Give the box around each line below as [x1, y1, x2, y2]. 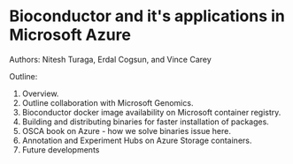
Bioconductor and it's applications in [9, 6, 286, 26]
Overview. [21, 88, 59, 99]
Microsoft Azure [9, 25, 131, 45]
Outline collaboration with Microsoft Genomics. [21, 97, 194, 108]
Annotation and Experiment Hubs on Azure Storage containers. [21, 135, 252, 145]
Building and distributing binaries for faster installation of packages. [21, 116, 270, 127]
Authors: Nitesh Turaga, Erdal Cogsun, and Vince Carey [9, 54, 212, 64]
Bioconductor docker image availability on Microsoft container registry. [21, 107, 281, 117]
